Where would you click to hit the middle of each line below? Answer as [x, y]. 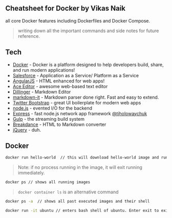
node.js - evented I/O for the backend [52, 108]
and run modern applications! [44, 70]
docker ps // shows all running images [48, 182]
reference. [29, 36]
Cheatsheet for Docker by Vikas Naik [66, 8]
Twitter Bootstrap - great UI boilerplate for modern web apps [77, 102]
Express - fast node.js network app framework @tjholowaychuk [80, 113]
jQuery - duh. [27, 129]
